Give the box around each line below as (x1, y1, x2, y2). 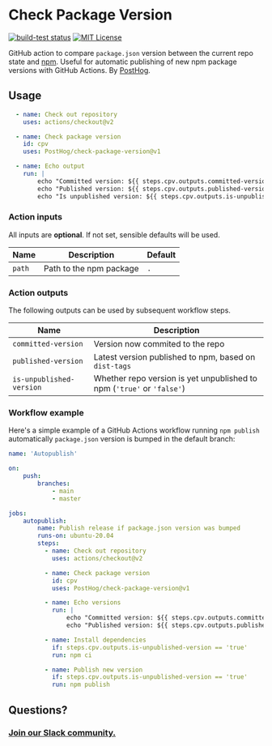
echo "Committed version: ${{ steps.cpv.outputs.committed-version (37, 177, 270, 185)
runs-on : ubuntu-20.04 (37, 532, 114, 540)
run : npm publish (51, 680, 111, 689)
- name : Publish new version (44, 666, 143, 674)
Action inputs (8, 211, 63, 223)
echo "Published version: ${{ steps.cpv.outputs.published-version (37, 185, 270, 193)
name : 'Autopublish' (8, 450, 79, 458)
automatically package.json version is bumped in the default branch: (8, 434, 236, 444)
